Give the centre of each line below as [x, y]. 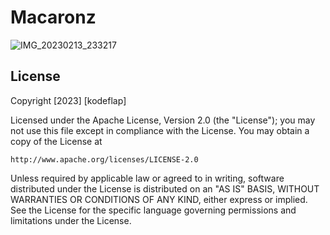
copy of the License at [56, 141]
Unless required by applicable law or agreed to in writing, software [147, 178]
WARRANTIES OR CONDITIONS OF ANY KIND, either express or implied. [159, 199]
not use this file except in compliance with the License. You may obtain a [160, 130]
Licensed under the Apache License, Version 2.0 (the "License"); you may [163, 120]
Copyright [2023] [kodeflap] [68, 100]
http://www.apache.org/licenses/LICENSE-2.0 [104, 159]
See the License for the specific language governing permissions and [153, 210]
